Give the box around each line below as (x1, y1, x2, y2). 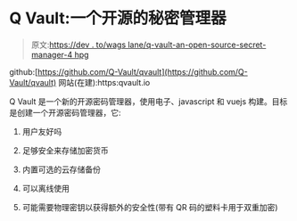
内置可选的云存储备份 (21, 164, 101, 175)
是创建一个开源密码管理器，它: (9, 107, 122, 118)
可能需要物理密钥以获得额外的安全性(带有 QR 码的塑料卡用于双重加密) (21, 201, 278, 212)
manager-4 (30, 49, 73, 60)
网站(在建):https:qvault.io (58, 77, 151, 87)
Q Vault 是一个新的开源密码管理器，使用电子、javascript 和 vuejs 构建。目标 (9, 95, 288, 107)
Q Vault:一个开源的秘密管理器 (9, 8, 227, 29)
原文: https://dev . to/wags (30, 39, 127, 50)
